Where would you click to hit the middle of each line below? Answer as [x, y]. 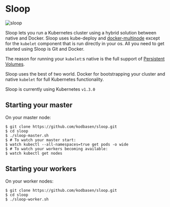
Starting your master [39, 105]
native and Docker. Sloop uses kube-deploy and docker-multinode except [83, 38]
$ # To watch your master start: [41, 140]
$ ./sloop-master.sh [27, 135]
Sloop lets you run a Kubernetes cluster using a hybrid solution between [81, 32]
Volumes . [15, 64]
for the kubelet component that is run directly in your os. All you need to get [85, 43]
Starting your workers [41, 169]
